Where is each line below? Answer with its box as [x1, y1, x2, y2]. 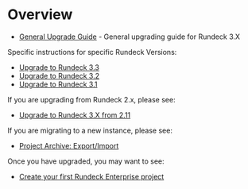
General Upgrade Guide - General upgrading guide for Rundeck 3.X [18, 32, 240, 41]
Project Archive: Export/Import [18, 141, 119, 150]
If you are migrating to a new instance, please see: [7, 125, 172, 135]
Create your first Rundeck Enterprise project [18, 172, 165, 181]
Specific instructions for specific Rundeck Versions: [7, 47, 177, 56]
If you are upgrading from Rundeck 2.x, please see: [7, 94, 176, 104]
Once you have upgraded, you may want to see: [7, 156, 165, 166]
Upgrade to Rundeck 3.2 [18, 71, 100, 80]
